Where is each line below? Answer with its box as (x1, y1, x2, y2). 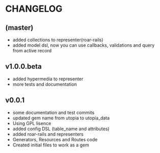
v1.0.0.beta (5, 62, 42, 71)
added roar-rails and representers (12, 131, 84, 137)
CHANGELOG (5, 3, 62, 15)
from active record (12, 48, 52, 53)
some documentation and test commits (12, 109, 95, 115)
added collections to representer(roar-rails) (12, 37, 104, 43)
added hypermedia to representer (12, 76, 84, 82)
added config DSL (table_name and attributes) (12, 126, 110, 132)
